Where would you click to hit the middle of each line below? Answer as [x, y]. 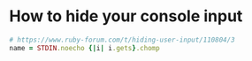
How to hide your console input [126, 16]
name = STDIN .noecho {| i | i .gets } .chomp [85, 48]
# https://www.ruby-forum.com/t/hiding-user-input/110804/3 [122, 40]
